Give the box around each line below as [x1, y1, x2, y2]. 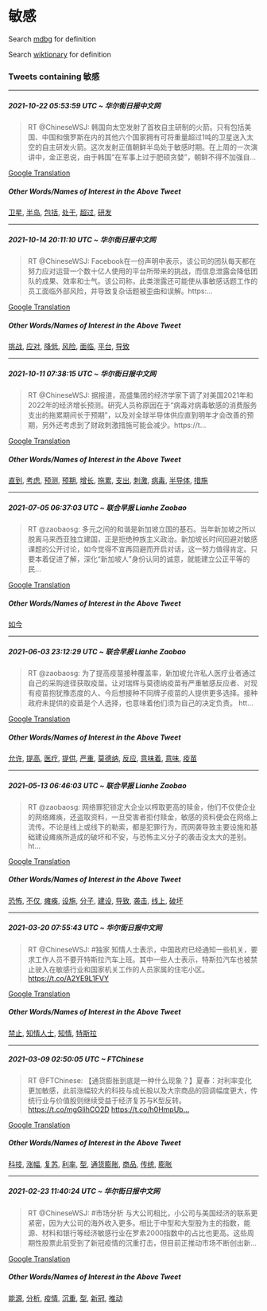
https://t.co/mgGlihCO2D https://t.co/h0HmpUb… [27, 1105, 190, 1114]
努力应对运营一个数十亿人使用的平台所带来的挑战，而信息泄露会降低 [27, 266, 251, 276]
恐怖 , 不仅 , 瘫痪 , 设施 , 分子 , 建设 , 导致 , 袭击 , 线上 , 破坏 [8, 896, 184, 905]
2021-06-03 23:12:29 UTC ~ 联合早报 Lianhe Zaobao [8, 646, 187, 656]
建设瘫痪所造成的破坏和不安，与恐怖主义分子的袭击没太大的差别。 [34, 832, 251, 842]
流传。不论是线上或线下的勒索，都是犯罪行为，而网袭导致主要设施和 [27, 822, 251, 831]
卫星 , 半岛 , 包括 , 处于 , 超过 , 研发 [8, 208, 112, 218]
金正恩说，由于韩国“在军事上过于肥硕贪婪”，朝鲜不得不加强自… [48, 152, 257, 162]
